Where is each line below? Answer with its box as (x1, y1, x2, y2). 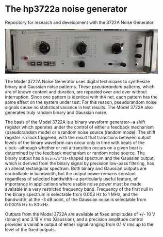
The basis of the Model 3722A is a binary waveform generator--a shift (5, 119, 146, 125)
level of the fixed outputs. (5, 226, 56, 232)
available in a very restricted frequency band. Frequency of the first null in (5, 186, 153, 192)
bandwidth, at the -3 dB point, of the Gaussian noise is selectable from (5, 196, 147, 202)
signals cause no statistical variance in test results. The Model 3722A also (5, 104, 153, 110)
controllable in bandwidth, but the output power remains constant (5, 170, 136, 176)
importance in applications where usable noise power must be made (5, 181, 142, 187)
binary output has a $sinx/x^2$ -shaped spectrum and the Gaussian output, (5, 155, 155, 161)
